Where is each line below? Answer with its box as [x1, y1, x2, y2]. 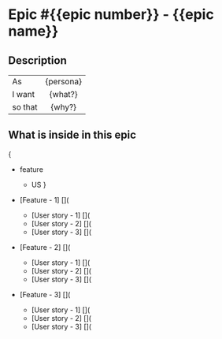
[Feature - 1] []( [19, 195, 69, 204]
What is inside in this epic [8, 129, 136, 142]
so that [12, 102, 38, 112]
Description [8, 54, 67, 67]
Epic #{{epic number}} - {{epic [8, 6, 214, 24]
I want [12, 89, 35, 99]
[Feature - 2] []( [19, 242, 71, 251]
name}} [8, 22, 59, 40]
